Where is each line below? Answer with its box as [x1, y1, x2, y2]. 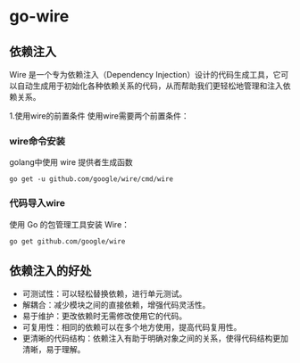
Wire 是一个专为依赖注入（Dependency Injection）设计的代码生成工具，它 [9, 70, 281, 79]
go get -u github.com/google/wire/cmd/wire [9, 175, 174, 184]
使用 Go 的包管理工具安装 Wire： [9, 219, 130, 229]
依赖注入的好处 [9, 263, 92, 278]
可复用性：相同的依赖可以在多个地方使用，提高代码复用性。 [21, 322, 242, 333]
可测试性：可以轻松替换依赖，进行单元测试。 [21, 288, 187, 300]
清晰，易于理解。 [21, 344, 86, 355]
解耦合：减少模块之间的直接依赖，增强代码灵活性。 [21, 300, 211, 310]
